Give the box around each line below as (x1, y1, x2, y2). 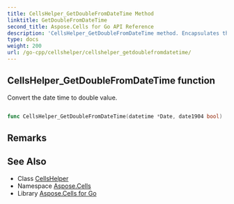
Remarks (7, 132, 47, 143)
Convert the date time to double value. (7, 93, 118, 102)
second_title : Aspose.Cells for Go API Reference (7, 23, 155, 30)
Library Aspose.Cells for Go (17, 189, 97, 197)
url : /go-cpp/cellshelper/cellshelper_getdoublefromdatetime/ (7, 49, 192, 56)
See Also (7, 156, 47, 168)
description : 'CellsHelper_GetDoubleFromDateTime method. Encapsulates (7, 29, 219, 37)
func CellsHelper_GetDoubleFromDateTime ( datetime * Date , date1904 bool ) (7, 113, 223, 120)
